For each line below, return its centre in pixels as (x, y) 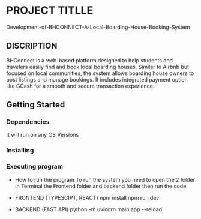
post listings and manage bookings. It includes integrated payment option (97, 79)
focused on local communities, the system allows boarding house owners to (100, 73)
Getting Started (36, 105)
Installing (20, 151)
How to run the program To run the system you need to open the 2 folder (105, 179)
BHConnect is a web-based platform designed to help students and (89, 60)
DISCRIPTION (32, 46)
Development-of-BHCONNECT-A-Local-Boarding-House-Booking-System (98, 27)
